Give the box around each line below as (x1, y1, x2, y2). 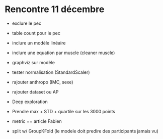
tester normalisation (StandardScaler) (12, 69, 90, 75)
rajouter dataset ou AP (12, 88, 59, 95)
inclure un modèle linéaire (12, 39, 66, 46)
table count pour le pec (12, 30, 61, 36)
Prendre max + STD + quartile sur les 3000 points (12, 108, 115, 114)
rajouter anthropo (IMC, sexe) (12, 79, 73, 85)
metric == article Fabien (12, 118, 62, 124)
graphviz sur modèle (12, 59, 55, 65)
